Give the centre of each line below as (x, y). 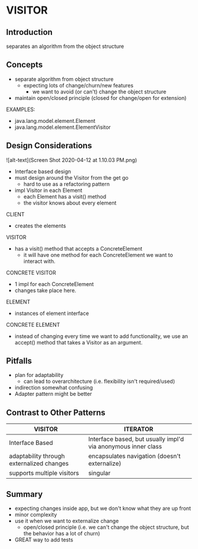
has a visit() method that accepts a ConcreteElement (78, 248)
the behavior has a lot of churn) (62, 534)
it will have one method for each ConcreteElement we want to (98, 255)
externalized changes (39, 463)
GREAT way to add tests (44, 540)
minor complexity (36, 515)
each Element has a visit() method (65, 196)
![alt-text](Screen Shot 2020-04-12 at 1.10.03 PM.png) (72, 160)
